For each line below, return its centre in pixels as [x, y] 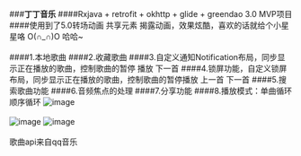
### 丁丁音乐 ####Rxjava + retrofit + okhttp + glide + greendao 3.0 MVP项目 [151, 14]
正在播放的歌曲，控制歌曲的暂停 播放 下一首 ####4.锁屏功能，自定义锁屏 [152, 68]
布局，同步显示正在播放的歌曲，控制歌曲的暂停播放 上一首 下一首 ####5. [144, 79]
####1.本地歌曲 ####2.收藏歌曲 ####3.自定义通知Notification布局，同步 [144, 57]
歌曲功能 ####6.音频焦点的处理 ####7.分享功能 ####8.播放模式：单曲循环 [155, 91]
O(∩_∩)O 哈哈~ [55, 36]
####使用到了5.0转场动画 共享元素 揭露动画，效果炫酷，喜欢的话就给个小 [145, 25]
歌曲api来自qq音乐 [44, 142]
